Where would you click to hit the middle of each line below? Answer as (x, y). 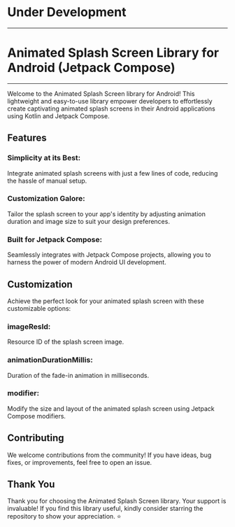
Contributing (36, 438)
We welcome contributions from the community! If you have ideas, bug (109, 455)
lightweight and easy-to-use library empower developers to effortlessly (110, 101)
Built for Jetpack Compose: (55, 239)
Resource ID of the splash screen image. (66, 342)
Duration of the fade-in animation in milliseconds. (78, 375)
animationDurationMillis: (50, 360)
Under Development (67, 12)
